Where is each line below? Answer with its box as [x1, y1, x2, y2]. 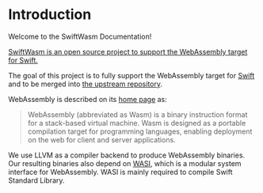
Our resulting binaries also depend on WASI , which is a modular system [8, 158, 242, 168]
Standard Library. [8, 176, 65, 185]
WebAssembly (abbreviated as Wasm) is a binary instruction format [27, 109, 248, 119]
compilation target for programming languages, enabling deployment [27, 127, 253, 136]
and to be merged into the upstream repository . [8, 79, 163, 89]
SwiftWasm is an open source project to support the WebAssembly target [8, 47, 248, 56]
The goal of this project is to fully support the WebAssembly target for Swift [8, 70, 255, 80]
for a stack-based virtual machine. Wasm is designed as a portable [27, 118, 246, 127]
